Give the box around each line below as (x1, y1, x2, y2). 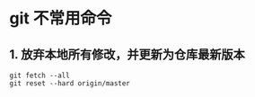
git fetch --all (9, 71, 70, 80)
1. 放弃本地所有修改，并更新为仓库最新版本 (9, 47, 245, 62)
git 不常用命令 (9, 8, 112, 29)
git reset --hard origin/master (9, 79, 130, 88)
